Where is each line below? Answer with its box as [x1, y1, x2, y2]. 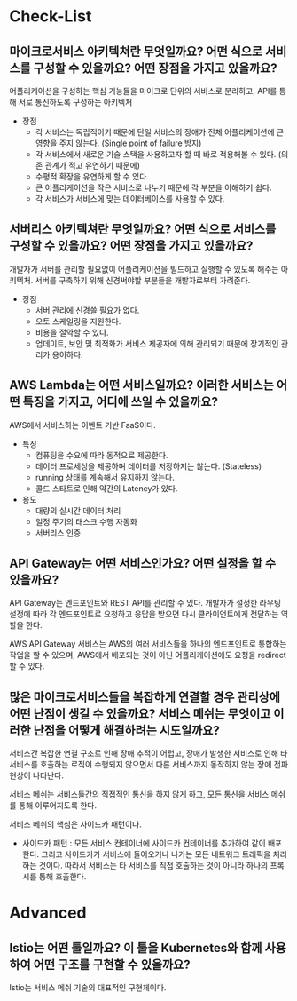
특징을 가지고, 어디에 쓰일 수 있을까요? [22, 394, 219, 409]
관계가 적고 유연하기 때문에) [44, 160, 140, 171]
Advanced [9, 903, 87, 923]
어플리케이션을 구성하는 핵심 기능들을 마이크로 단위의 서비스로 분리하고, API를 [9, 86, 277, 96]
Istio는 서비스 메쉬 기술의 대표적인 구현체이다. [9, 982, 167, 993]
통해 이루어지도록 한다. [18, 800, 98, 811]
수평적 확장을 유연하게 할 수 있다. [35, 171, 149, 181]
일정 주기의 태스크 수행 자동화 [35, 516, 137, 527]
